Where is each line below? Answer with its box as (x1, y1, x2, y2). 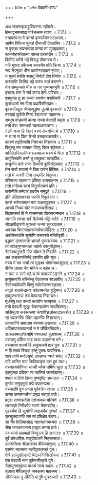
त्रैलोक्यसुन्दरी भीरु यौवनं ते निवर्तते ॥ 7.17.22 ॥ (5, 249, 79, 255)
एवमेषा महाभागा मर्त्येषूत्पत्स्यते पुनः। (5, 446, 58, 452)
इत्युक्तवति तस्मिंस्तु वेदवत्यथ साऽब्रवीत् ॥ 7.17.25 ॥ (5, 276, 85, 282)
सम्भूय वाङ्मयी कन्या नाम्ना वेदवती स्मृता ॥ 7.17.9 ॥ (5, 117, 85, 123)
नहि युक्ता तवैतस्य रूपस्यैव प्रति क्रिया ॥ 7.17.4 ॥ (5, 62, 81, 68)
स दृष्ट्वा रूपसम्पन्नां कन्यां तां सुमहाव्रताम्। (5, 46, 68, 51)
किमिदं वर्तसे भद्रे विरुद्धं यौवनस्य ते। (5, 57, 59, 62)
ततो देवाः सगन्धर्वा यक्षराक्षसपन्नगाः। (5, 122, 58, 128)
